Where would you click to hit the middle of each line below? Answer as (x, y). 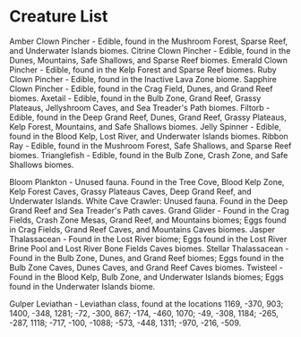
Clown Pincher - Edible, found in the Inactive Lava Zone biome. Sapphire (143, 79)
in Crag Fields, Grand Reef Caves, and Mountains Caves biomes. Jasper (142, 229)
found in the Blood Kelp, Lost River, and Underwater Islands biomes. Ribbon (149, 136)
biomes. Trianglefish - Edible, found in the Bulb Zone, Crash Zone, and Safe (149, 155)
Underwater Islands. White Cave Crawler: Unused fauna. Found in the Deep (149, 201)
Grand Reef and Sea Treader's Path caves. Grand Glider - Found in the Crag (149, 210)
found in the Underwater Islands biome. (82, 286)
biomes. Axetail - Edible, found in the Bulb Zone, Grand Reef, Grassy (135, 98)
